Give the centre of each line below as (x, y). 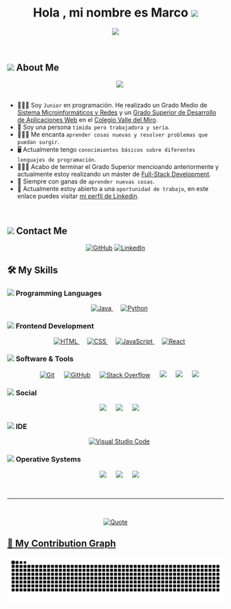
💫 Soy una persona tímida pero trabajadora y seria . (93, 127)
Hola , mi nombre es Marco (111, 13)
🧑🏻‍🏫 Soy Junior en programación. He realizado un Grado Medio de (112, 105)
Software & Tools (45, 359)
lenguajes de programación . (56, 159)
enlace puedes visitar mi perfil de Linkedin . (78, 196)
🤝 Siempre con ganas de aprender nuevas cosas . (86, 181)
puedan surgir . (38, 141)
